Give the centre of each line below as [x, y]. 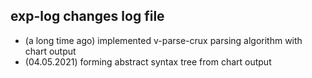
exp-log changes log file [87, 16]
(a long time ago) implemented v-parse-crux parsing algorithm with [163, 40]
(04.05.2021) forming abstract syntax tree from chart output [148, 61]
